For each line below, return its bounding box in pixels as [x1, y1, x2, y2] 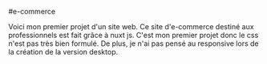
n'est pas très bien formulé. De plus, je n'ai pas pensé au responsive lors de [8, 39, 259, 48]
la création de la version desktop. [8, 47, 119, 56]
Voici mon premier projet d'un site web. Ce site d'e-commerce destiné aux [8, 22, 254, 31]
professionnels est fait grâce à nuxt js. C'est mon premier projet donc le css [8, 31, 259, 40]
